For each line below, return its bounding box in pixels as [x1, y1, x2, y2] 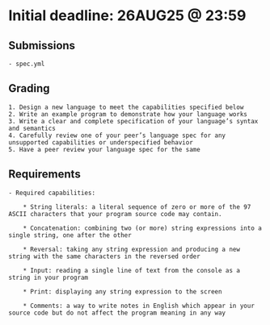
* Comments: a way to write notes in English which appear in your [23, 302, 255, 310]
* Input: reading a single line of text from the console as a [23, 266, 241, 274]
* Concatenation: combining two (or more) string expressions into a [23, 224, 263, 232]
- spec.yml [8, 60, 45, 68]
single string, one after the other [8, 231, 132, 240]
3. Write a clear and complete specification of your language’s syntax [8, 117, 259, 125]
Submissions [8, 39, 75, 52]
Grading [8, 81, 50, 95]
